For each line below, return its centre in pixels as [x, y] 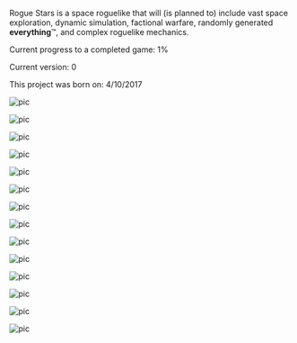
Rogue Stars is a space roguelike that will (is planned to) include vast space [149, 13]
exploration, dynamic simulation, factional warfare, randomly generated [141, 23]
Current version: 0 [43, 67]
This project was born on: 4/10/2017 [76, 84]
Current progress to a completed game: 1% [89, 50]
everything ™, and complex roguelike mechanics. [99, 32]
